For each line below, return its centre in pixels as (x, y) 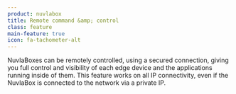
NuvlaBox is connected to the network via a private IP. (87, 83)
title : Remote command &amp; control (63, 20)
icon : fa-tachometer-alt (44, 40)
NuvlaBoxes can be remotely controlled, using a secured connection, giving (118, 60)
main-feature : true (36, 34)
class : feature (30, 27)
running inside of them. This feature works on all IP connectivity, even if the (118, 76)
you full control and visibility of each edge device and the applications (110, 68)
